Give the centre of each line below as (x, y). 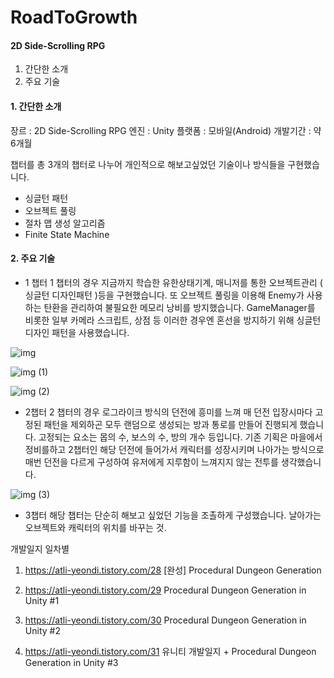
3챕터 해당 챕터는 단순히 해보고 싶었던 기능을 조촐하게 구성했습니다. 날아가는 (173, 515)
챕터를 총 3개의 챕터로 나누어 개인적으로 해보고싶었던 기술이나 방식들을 (148, 164)
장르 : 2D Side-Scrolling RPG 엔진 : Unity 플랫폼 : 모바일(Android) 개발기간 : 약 (166, 130)
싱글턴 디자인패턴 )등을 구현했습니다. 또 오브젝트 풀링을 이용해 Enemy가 (164, 295)
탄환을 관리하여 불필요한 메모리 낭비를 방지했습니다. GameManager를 (179, 307)
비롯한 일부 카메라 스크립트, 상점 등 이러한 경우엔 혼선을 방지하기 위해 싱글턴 (173, 320)
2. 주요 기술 (33, 258)
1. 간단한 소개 (36, 106)
